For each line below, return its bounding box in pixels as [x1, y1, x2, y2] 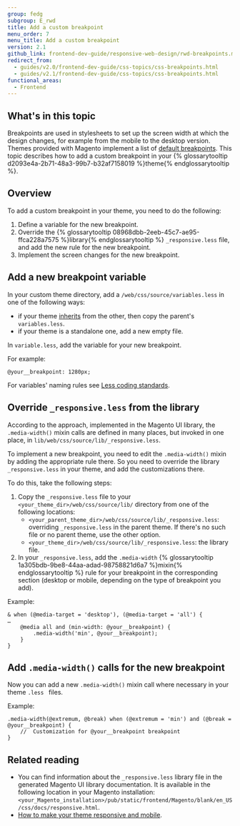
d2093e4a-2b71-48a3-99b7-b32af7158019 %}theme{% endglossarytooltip [7, 159, 230, 168]
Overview [7, 187, 52, 200]
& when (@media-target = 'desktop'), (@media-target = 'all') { [7, 611, 203, 618]
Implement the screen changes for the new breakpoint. [17, 251, 180, 259]
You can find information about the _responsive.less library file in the [17, 772, 223, 782]
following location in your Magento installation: [17, 788, 156, 797]
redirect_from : [7, 57, 53, 64]
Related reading [7, 754, 80, 766]
